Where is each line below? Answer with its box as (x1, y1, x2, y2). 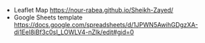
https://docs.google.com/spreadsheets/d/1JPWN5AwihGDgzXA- (13, 21, 199, 28)
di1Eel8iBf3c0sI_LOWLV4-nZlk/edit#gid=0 (13, 28, 134, 36)
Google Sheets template (13, 13, 83, 21)
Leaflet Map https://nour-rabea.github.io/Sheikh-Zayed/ (13, 6, 174, 14)
